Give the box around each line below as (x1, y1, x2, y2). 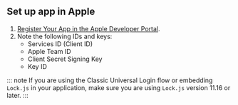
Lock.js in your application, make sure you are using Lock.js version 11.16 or (6, 83, 231, 92)
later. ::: (6, 91, 29, 99)
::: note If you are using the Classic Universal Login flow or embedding (6, 76, 213, 84)
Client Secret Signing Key (27, 55, 103, 63)
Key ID (27, 62, 48, 70)
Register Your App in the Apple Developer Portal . (16, 24, 161, 33)
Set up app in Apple (6, 6, 95, 18)
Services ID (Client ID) (27, 39, 93, 48)
